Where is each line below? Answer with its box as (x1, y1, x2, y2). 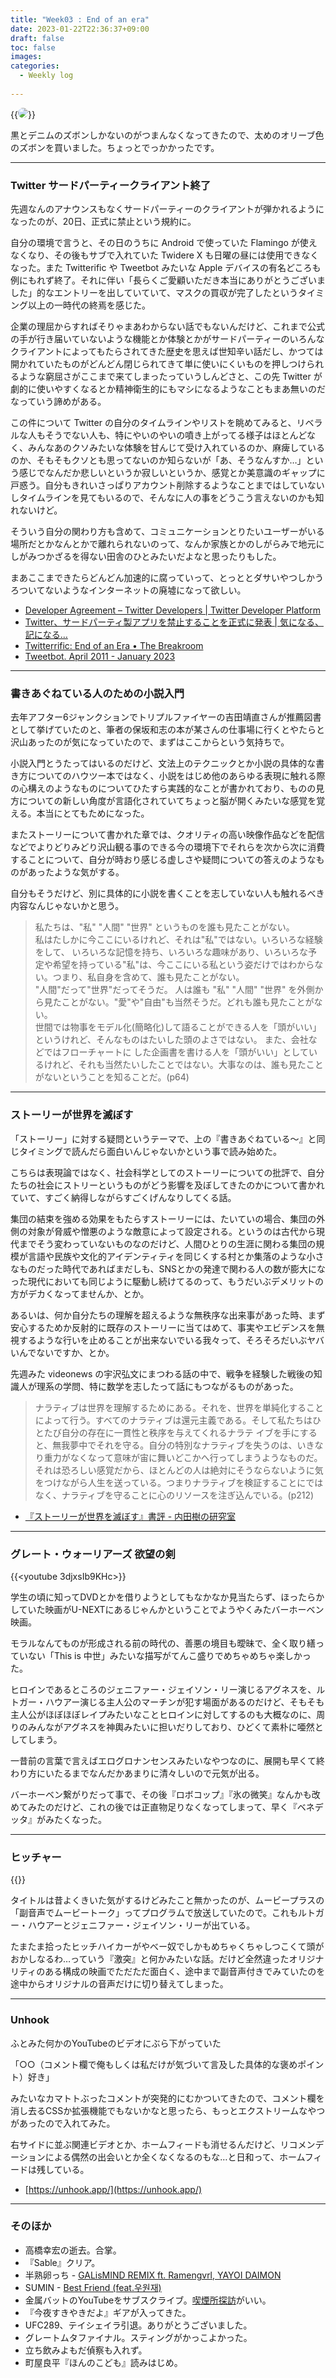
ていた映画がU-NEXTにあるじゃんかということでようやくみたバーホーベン (18, 1603, 325, 1615)
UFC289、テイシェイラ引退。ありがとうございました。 (24, 2319, 253, 2331)
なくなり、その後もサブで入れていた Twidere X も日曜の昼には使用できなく (10, 249, 320, 261)
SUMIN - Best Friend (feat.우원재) (24, 2281, 162, 2293)
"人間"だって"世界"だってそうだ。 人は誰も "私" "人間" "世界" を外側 (34, 984, 315, 996)
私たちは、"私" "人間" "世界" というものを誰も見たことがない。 (34, 921, 295, 933)
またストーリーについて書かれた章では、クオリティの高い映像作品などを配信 (10, 829, 325, 841)
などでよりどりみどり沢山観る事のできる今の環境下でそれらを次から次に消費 (10, 841, 326, 853)
